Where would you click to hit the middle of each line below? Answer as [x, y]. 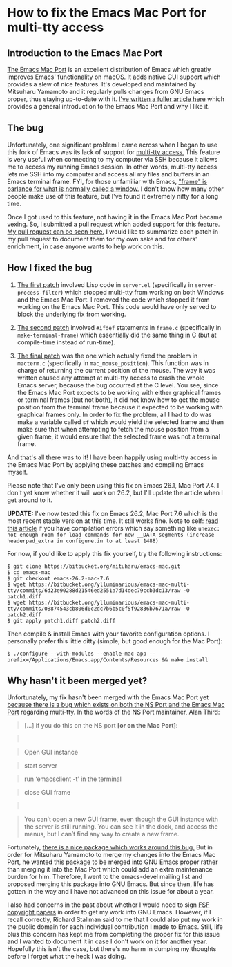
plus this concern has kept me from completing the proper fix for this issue [114, 934]
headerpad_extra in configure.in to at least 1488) [83, 541]
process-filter [39, 293]
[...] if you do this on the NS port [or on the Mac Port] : [101, 726]
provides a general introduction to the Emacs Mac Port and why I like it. [108, 106]
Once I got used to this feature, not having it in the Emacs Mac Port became [115, 217]
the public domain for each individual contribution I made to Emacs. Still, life [115, 927]
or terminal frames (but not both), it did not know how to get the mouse [118, 400]
